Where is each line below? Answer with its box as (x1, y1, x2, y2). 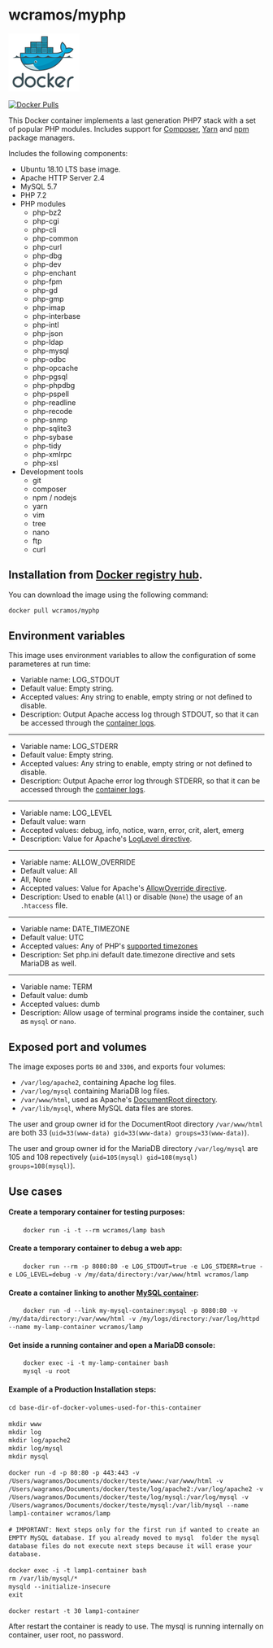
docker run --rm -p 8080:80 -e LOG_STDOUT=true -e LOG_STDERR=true (23, 1262, 256, 1271)
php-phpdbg (32, 380, 76, 390)
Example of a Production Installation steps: (8, 1384, 157, 1394)
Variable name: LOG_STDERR (19, 742, 119, 752)
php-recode (32, 406, 73, 416)
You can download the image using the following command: (8, 590, 209, 599)
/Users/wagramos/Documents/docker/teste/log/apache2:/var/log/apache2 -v (8, 1485, 264, 1493)
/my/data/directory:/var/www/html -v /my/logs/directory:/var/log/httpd (8, 1315, 260, 1323)
